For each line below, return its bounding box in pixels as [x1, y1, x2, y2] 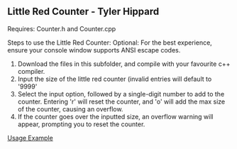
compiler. [17, 67, 45, 75]
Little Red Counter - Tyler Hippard [7, 6, 160, 18]
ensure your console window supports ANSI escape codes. [7, 45, 181, 54]
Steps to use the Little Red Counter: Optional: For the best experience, [7, 38, 213, 47]
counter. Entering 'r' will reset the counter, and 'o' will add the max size [17, 97, 226, 106]
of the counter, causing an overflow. [17, 104, 123, 113]
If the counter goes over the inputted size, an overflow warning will [17, 112, 214, 121]
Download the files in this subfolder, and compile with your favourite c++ [17, 60, 231, 68]
